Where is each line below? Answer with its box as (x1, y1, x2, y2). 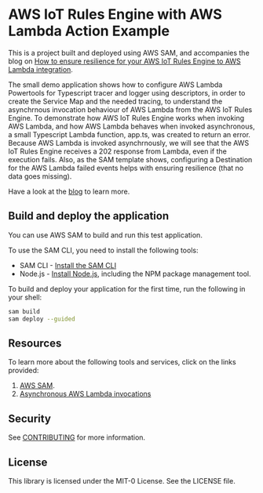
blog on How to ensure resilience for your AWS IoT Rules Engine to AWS (8, 56, 241, 66)
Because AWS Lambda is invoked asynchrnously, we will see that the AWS (8, 138, 250, 147)
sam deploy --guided (8, 315, 76, 323)
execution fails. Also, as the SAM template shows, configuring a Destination (8, 154, 253, 164)
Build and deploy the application (8, 209, 170, 223)
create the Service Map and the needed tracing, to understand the (8, 96, 223, 106)
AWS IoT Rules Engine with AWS (8, 5, 222, 24)
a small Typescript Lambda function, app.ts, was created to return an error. (8, 129, 251, 139)
